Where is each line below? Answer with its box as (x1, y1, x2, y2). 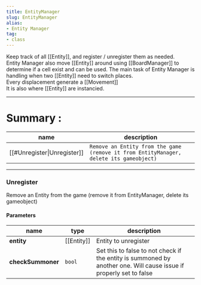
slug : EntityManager (6, 14, 58, 20)
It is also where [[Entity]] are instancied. (6, 85, 105, 92)
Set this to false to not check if (96, 247, 182, 255)
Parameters (6, 211, 36, 219)
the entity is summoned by (96, 254, 171, 262)
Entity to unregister (96, 237, 150, 245)
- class (6, 37, 26, 43)
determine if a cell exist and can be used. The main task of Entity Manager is (6, 66, 195, 72)
